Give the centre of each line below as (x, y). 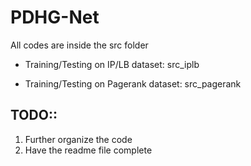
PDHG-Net (55, 17)
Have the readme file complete (88, 150)
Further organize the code (78, 139)
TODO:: (34, 115)
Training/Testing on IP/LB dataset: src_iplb (112, 64)
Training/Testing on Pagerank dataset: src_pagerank (133, 83)
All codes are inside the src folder (79, 45)
